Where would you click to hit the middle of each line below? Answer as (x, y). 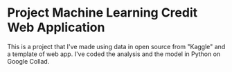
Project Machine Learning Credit (102, 13)
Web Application (56, 27)
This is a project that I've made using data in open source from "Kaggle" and (116, 46)
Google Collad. (28, 61)
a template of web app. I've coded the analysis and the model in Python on (114, 54)
